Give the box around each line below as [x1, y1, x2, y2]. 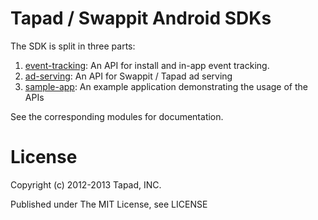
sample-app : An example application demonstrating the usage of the [24, 80, 309, 92]
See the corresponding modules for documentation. [10, 110, 224, 122]
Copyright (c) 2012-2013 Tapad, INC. [10, 178, 162, 191]
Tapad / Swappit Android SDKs [10, 7, 272, 30]
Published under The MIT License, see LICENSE [10, 198, 208, 210]
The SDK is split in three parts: [10, 40, 136, 52]
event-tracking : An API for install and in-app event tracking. [24, 59, 270, 71]
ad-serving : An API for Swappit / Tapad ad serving [24, 70, 233, 82]
